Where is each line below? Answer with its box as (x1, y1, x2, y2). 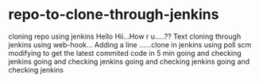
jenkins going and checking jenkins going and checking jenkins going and (8, 57, 250, 66)
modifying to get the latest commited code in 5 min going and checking (8, 48, 242, 58)
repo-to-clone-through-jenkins (8, 6, 219, 24)
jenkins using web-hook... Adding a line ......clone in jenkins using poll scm (8, 39, 252, 49)
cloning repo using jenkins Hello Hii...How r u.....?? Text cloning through (8, 32, 242, 41)
